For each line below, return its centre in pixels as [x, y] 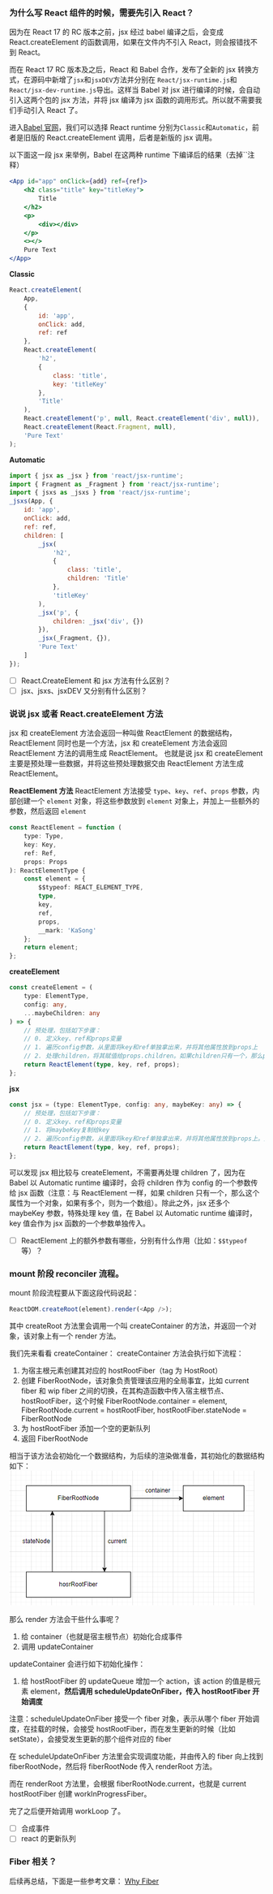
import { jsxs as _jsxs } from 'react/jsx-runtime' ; [100, 493]
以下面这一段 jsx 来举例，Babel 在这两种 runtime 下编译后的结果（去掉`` [128, 155]
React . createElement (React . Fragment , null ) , [100, 427]
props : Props [46, 862]
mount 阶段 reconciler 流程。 [66, 1273]
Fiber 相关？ [33, 1862]
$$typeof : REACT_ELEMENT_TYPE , [91, 888]
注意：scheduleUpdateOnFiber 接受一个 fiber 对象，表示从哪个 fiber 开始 [131, 1719]
